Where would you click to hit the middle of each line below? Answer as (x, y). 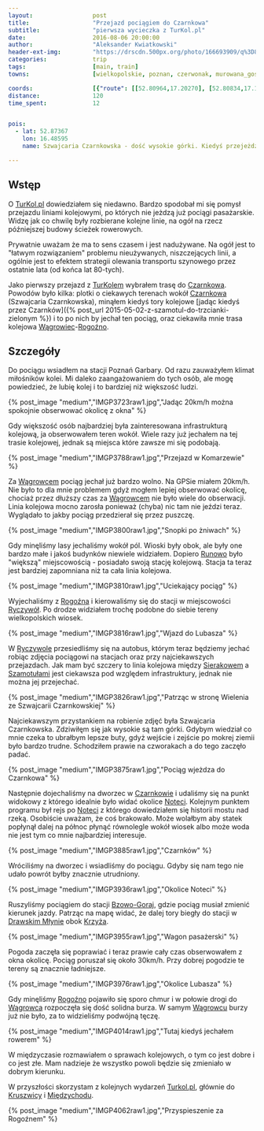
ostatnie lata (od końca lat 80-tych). (66, 270)
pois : (17, 124)
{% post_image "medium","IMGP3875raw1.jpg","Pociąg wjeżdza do (117, 770)
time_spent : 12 (54, 103)
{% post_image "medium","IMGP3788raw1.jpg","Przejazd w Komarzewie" (126, 458)
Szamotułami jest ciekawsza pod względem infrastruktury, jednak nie (120, 674)
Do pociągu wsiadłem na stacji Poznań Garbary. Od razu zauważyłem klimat (131, 370)
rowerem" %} (30, 1040)
